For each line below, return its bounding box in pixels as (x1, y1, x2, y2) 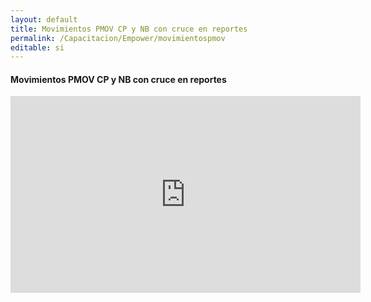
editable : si (10, 42, 65, 53)
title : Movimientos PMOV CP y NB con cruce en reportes (10, 24, 248, 34)
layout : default (10, 14, 78, 25)
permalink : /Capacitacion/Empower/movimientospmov (10, 33, 226, 43)
